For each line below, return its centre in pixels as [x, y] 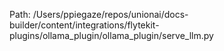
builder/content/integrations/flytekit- [84, 25]
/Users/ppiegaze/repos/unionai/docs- [110, 14]
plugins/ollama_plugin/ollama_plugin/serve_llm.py [111, 35]
